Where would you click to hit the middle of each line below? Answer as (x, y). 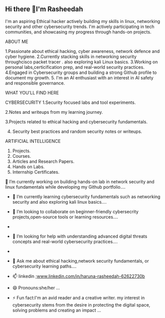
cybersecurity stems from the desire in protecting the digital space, (81, 305)
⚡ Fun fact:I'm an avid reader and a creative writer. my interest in (79, 298)
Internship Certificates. (36, 172)
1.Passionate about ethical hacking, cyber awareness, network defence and (82, 51)
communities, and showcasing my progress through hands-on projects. (78, 32)
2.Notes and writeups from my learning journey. (54, 112)
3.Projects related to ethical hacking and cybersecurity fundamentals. (76, 122)
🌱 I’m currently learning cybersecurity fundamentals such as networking (86, 196)
